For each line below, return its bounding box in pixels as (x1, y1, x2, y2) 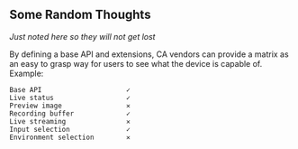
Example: (9, 68, 44, 79)
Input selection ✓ (9, 125, 131, 134)
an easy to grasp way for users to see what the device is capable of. (9, 58, 263, 69)
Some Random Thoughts (9, 7, 151, 23)
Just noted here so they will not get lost (9, 31, 156, 42)
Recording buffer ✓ (9, 108, 131, 118)
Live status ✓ (9, 93, 131, 102)
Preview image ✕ (9, 101, 131, 110)
